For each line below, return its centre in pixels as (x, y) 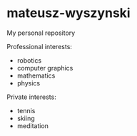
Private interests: (31, 97)
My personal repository (41, 33)
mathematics (36, 75)
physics (29, 83)
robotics (29, 60)
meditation (33, 125)
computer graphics (45, 68)
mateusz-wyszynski (68, 13)
